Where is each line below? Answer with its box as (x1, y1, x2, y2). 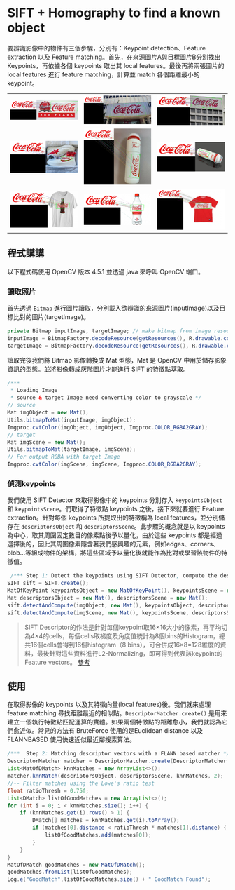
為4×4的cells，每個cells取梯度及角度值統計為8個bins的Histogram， (24, 631, 220, 640)
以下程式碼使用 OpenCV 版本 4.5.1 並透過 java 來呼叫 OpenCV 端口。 (7, 267, 205, 276)
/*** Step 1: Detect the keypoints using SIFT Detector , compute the (10, 572, 218, 579)
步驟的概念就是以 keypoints (146, 522, 225, 531)
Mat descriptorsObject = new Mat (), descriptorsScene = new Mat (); (7, 595, 208, 602)
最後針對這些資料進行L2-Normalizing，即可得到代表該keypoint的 (36, 649, 223, 657)
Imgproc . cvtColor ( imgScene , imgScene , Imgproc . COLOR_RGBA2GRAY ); (7, 461, 201, 468)
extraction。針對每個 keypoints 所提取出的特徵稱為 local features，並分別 (7, 513, 219, 522)
